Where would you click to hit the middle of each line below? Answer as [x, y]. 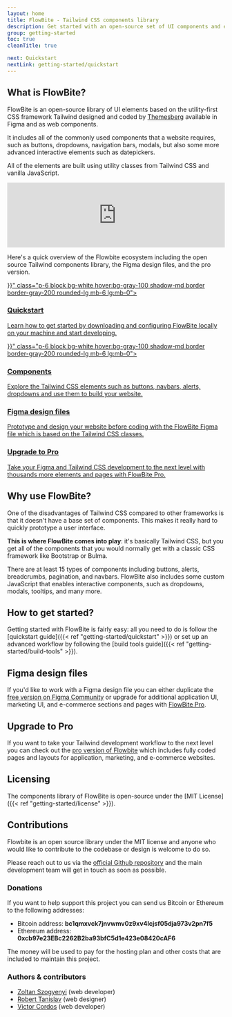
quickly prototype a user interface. [56, 528]
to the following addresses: [46, 910]
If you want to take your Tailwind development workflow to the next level [110, 743]
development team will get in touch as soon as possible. [87, 870]
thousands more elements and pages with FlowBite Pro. [86, 474]
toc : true [21, 39]
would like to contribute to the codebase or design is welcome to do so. [109, 849]
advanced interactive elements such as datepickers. [81, 152]
